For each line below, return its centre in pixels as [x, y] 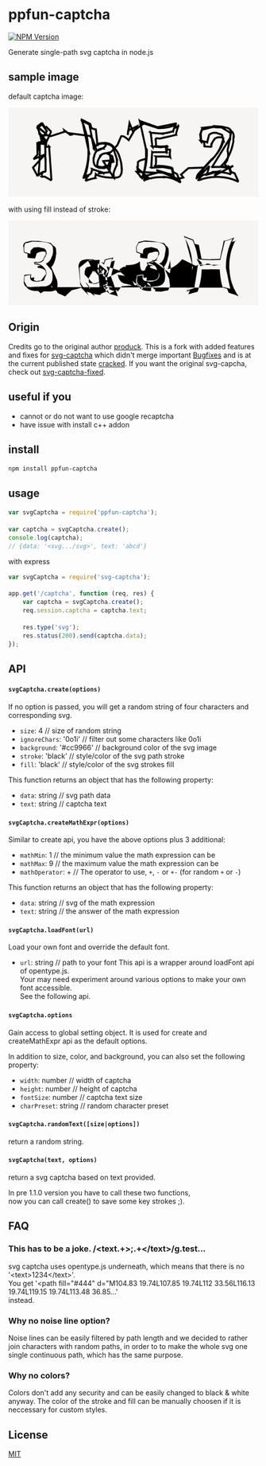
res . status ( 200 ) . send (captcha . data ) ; [85, 636]
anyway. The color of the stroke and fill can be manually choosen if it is [125, 1402]
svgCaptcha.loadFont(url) [51, 930]
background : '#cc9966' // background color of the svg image [118, 748]
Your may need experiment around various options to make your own [133, 980]
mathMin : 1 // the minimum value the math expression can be [118, 855]
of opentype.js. [44, 971]
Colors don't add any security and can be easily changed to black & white [129, 1393]
